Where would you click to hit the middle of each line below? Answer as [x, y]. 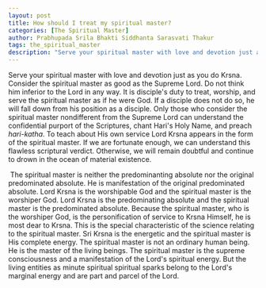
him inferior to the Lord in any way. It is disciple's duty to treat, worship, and [132, 92]
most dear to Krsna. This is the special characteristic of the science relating [131, 225]
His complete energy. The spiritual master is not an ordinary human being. [129, 242]
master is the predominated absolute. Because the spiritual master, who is [129, 208]
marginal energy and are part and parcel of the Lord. [94, 276]
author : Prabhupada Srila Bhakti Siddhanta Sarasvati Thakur [111, 38]
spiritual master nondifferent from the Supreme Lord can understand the [126, 117]
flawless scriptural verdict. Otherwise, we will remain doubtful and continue [131, 151]
